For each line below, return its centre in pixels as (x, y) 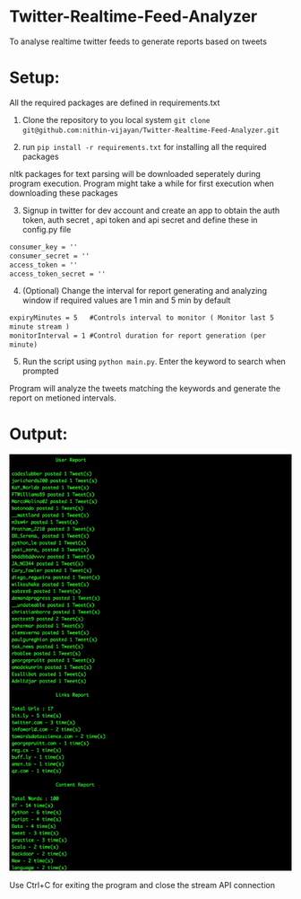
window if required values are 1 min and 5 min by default (126, 300)
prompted (40, 371)
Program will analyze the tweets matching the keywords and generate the (145, 388)
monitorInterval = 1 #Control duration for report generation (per (138, 335)
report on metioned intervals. (63, 398)
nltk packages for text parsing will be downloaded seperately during (135, 173)
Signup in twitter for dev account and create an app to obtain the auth (151, 210)
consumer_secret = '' (50, 256)
